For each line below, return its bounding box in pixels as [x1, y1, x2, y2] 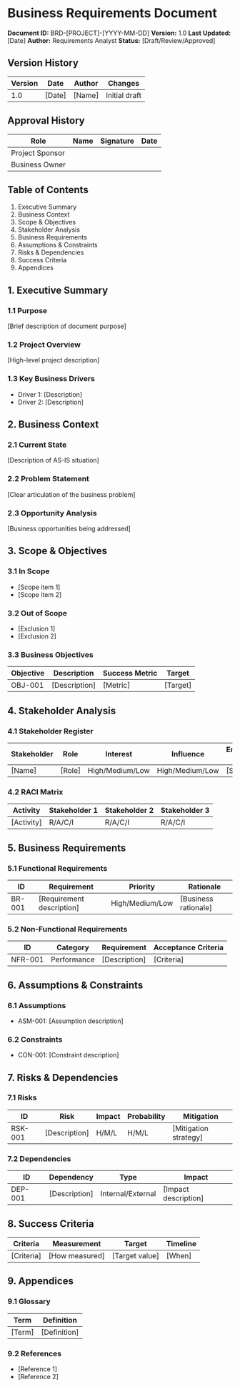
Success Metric [102, 668, 158, 678]
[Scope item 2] [17, 590, 62, 598]
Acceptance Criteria [153, 942, 224, 952]
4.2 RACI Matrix [7, 786, 64, 796]
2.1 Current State [7, 440, 67, 450]
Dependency [49, 1173, 94, 1183]
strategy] [172, 1132, 204, 1142]
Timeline [166, 1238, 196, 1248]
